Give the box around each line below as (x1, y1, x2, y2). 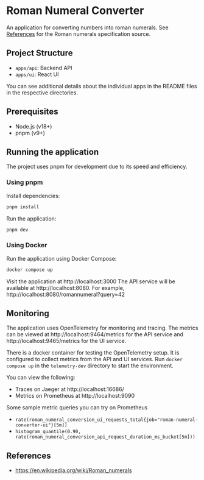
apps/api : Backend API (15, 64, 72, 71)
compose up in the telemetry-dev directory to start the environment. (6, 362, 174, 369)
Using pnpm (6, 178, 43, 186)
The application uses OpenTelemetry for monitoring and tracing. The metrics (6, 324, 199, 332)
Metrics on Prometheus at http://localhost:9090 (15, 392, 135, 400)
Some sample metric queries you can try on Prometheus (6, 404, 148, 411)
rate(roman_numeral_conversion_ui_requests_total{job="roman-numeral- (15, 417, 199, 423)
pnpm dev (6, 227, 29, 233)
